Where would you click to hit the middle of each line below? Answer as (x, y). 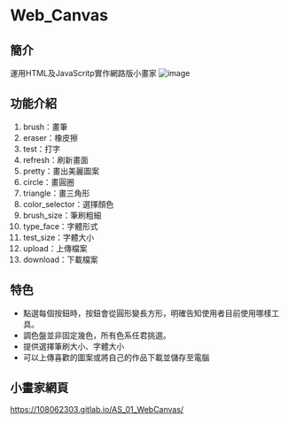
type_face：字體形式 (60, 226)
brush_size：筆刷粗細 (62, 215)
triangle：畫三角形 (56, 193)
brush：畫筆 (45, 127)
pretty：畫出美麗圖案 (61, 171)
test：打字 (42, 149)
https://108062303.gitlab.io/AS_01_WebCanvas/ (97, 410)
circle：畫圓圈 (48, 181)
